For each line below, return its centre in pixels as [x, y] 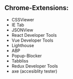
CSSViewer [23, 19]
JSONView [22, 30]
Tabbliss [20, 61]
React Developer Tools [34, 35]
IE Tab [18, 25]
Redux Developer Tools [35, 66]
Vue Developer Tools [32, 40]
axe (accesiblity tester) [34, 71]
